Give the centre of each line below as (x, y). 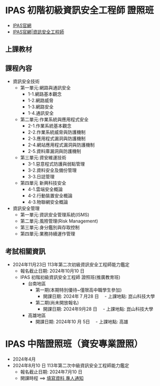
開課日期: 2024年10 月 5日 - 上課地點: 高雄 (82, 321)
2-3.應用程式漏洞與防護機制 (57, 139)
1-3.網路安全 (41, 107)
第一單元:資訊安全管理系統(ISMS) (55, 215)
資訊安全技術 (26, 81)
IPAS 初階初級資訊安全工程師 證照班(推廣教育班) (70, 277)
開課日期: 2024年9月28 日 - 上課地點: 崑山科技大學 (98, 309)
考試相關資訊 (25, 251)
